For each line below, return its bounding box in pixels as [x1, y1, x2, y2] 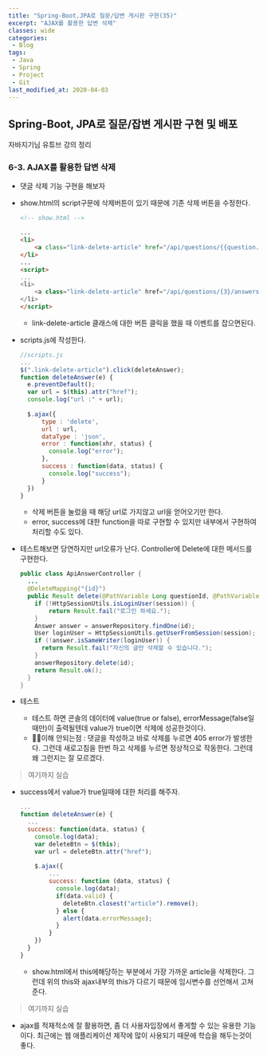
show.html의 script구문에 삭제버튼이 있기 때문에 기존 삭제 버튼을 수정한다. [19, 198, 251, 208]
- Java [11, 57, 34, 65]
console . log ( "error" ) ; [49, 447, 124, 455]
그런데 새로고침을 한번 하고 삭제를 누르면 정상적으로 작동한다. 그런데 [42, 743, 253, 753]
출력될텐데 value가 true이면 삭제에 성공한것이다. [55, 723, 206, 733]
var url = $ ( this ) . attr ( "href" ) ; [27, 388, 139, 396]
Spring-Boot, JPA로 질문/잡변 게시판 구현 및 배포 [8, 117, 238, 131]
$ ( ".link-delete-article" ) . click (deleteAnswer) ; [19, 366, 185, 374]
